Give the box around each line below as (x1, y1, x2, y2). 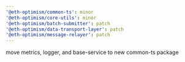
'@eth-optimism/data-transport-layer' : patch (6, 26, 124, 33)
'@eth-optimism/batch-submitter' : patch (6, 20, 111, 26)
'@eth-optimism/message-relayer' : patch (6, 32, 111, 38)
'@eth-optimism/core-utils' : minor (6, 15, 97, 21)
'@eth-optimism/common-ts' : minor (6, 9, 94, 15)
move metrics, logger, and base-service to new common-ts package (6, 48, 179, 56)
